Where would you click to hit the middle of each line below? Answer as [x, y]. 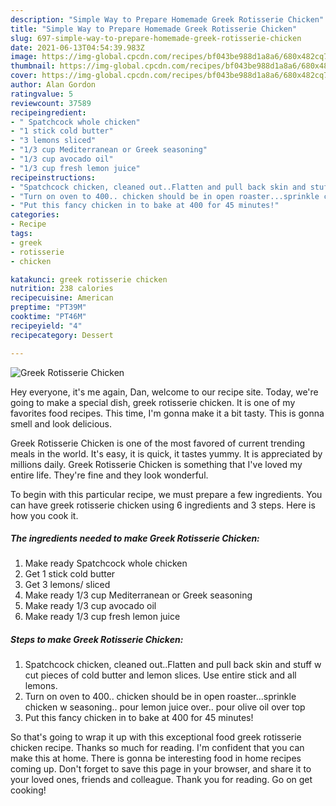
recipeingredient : [48, 112]
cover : [24, 76]
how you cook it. [44, 515]
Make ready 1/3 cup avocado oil [90, 606]
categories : [35, 215]
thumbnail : [33, 66]
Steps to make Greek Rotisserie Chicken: [97, 640]
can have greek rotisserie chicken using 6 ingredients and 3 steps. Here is [163, 505]
